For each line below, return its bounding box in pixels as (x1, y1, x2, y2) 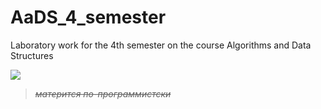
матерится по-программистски (34, 87, 172, 100)
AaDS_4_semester (10, 6, 167, 29)
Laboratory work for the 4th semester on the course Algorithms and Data (10, 39, 312, 51)
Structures (10, 49, 54, 61)
